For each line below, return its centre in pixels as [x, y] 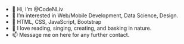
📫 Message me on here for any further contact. [71, 35]
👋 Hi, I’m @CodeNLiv [38, 9]
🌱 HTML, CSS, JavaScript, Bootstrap [57, 22]
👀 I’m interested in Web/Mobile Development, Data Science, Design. [95, 15]
